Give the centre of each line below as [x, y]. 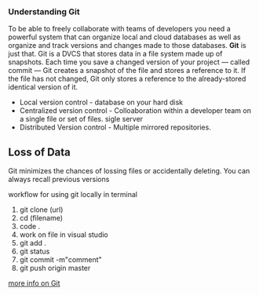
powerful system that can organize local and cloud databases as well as [124, 37]
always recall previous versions [59, 180]
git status [35, 251]
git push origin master [55, 268]
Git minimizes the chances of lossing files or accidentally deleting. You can [129, 171]
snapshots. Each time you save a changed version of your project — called [129, 62]
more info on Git [34, 283]
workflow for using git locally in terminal [73, 195]
